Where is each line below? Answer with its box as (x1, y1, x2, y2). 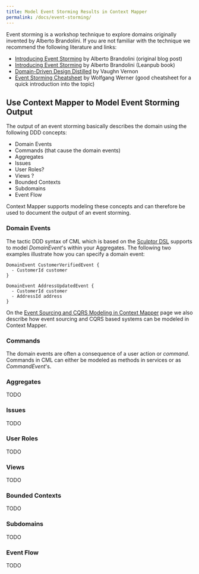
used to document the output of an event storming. (6, 209, 131, 217)
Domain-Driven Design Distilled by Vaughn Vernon (14, 67, 138, 75)
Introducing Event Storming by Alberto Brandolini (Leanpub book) (14, 61, 175, 69)
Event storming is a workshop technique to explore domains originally (6, 30, 177, 38)
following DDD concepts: (6, 129, 67, 136)
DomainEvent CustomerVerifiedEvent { (6, 262, 100, 268)
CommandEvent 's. (6, 362, 52, 370)
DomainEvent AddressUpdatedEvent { (6, 283, 94, 289)
